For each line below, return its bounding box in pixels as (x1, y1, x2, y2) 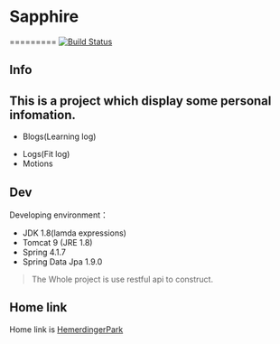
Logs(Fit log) (22, 149, 70, 160)
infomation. (9, 107, 77, 123)
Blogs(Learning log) (22, 131, 97, 142)
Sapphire (9, 6, 79, 27)
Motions (22, 158, 53, 169)
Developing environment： (9, 209, 108, 220)
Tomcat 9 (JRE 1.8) (22, 237, 93, 247)
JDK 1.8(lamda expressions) (22, 228, 126, 238)
